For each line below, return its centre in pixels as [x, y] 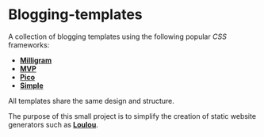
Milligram [36, 60]
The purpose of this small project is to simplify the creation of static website [132, 116]
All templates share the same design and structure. [91, 101]
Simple [31, 86]
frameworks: [29, 44]
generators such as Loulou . [54, 124]
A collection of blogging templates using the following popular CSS [118, 36]
